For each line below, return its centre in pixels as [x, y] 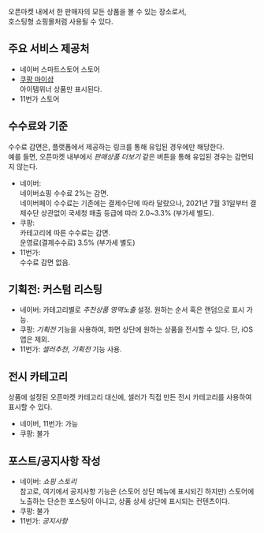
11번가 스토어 [39, 99]
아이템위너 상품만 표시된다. [61, 88]
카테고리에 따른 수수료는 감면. [65, 232]
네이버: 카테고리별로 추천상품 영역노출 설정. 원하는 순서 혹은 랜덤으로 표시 [132, 310]
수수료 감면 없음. [45, 262]
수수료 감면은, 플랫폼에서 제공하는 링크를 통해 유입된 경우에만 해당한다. [116, 146]
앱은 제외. [34, 340]
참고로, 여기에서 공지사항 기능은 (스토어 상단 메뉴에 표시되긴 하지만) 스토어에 [137, 491]
